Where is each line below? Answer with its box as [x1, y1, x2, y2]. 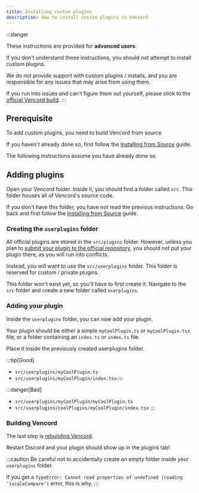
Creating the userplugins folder [6, 225, 99, 233]
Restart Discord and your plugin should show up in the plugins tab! [6, 444, 170, 451]
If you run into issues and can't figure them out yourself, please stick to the [6, 90, 191, 97]
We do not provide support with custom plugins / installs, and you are [6, 72, 177, 79]
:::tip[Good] [6, 356, 35, 363]
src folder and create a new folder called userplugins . [6, 287, 139, 294]
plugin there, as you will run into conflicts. [6, 251, 109, 258]
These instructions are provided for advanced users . [6, 42, 137, 50]
